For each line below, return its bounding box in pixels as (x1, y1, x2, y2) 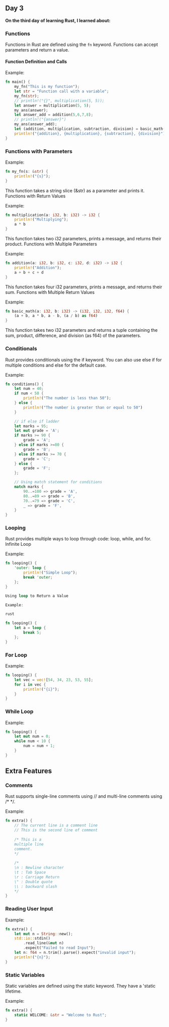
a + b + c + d (14, 270, 44, 275)
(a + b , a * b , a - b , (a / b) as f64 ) (14, 313, 98, 319)
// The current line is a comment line (14, 823, 98, 828)
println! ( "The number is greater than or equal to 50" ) (23, 405, 143, 410)
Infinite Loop (5, 541, 32, 547)
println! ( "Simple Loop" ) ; (23, 570, 78, 575)
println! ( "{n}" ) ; (14, 954, 51, 960)
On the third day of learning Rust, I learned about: (5, 17, 111, 23)
